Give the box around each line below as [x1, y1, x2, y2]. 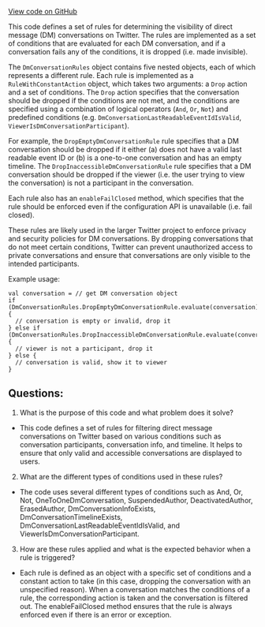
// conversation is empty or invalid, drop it [15, 317, 171, 325]
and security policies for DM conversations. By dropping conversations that [8, 234, 254, 243]
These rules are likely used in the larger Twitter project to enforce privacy [8, 226, 247, 235]
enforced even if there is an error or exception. [19, 610, 172, 619]
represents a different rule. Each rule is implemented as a [8, 71, 194, 80]
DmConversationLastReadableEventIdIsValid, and [19, 521, 180, 530]
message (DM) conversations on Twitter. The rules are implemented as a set [8, 31, 256, 39]
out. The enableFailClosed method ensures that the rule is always [19, 601, 233, 610]
